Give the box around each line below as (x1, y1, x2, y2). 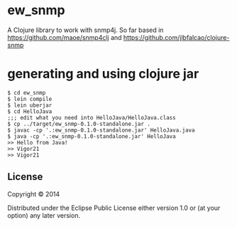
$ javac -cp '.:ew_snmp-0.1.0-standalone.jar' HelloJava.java (7, 127, 195, 134)
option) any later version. (7, 211, 80, 219)
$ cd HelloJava (7, 107, 53, 115)
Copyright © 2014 (7, 189, 60, 198)
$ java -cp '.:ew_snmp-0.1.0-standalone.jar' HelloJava (7, 132, 176, 140)
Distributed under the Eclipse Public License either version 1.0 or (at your (7, 204, 221, 212)
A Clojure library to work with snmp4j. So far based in (7, 26, 164, 34)
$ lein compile (7, 95, 53, 102)
